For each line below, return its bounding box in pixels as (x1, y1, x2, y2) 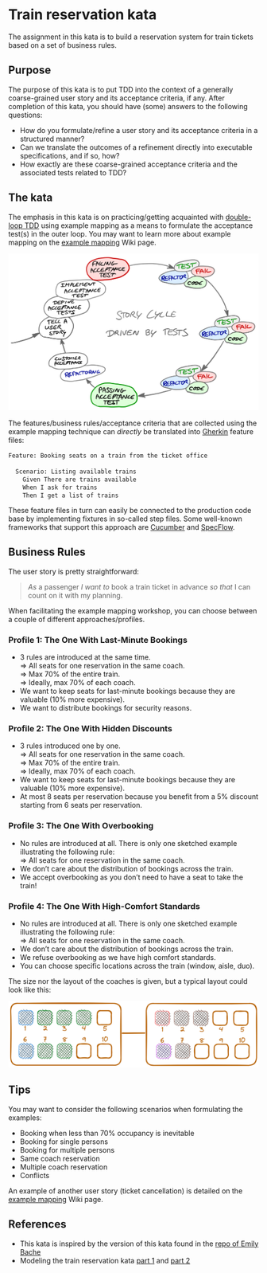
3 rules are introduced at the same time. (19, 652, 151, 662)
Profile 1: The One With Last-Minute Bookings (8, 634, 188, 645)
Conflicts (19, 1170, 50, 1180)
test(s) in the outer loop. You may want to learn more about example (8, 229, 231, 238)
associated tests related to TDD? (19, 167, 127, 177)
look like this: (8, 985, 52, 995)
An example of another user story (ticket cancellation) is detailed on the (8, 1185, 243, 1196)
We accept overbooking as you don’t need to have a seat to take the (19, 872, 244, 882)
